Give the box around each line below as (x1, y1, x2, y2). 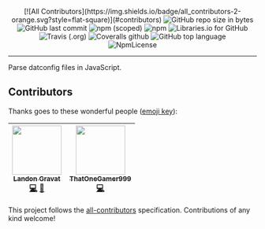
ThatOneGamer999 (69, 174, 132, 183)
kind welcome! (8, 213, 56, 223)
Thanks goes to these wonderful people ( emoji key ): (8, 106, 178, 116)
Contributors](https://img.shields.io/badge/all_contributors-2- (40, 7, 241, 16)
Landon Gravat (13, 174, 61, 183)
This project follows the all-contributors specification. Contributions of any (8, 205, 251, 215)
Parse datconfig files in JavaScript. (8, 63, 122, 72)
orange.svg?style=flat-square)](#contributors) (11, 15, 162, 24)
